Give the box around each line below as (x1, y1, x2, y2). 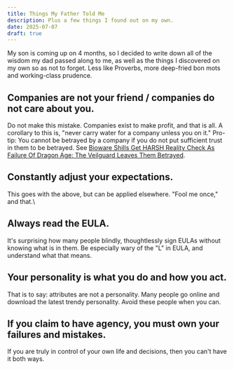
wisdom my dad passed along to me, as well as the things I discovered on (7, 57, 221, 65)
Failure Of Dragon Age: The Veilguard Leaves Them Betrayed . (7, 151, 186, 160)
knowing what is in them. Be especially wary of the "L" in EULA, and (7, 243, 203, 252)
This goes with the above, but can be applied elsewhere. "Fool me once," (7, 190, 219, 198)
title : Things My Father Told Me (7, 10, 105, 18)
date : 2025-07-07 (7, 23, 58, 30)
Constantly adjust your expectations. (7, 171, 174, 183)
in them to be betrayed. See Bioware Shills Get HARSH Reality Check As (7, 144, 215, 152)
